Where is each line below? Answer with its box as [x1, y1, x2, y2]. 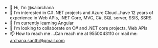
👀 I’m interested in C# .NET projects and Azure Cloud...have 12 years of [9, 10, 154, 16]
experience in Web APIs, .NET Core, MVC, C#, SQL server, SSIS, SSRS [9, 15, 152, 20]
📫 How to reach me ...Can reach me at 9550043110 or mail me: [9, 31, 138, 36]
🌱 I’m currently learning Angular [9, 20, 74, 26]
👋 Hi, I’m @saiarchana [9, 5, 54, 10]
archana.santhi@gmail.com [9, 38, 65, 43]
